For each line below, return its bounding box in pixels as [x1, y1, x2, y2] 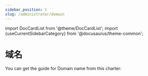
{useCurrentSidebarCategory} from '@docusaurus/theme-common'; [5, 30, 144, 36]
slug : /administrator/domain [5, 12, 65, 17]
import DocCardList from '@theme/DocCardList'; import [5, 25, 118, 31]
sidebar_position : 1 [5, 7, 48, 12]
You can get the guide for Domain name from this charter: [5, 66, 122, 72]
